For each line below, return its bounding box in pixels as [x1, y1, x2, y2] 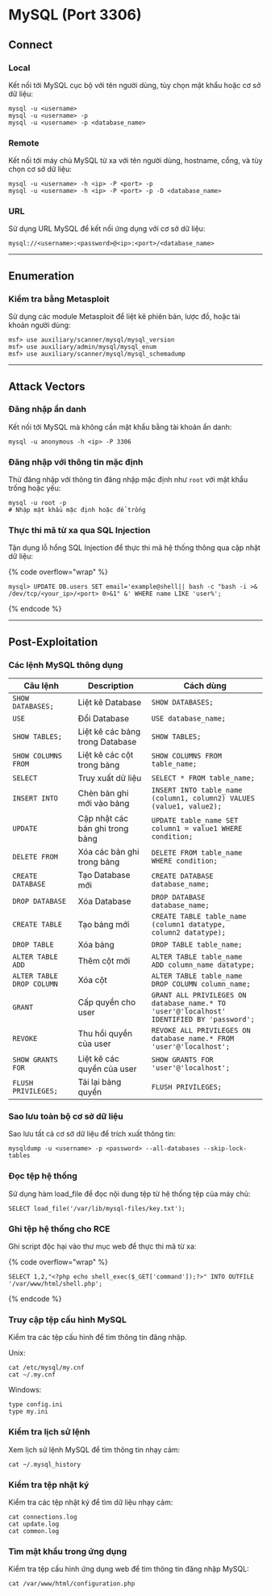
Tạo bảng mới [77, 919, 130, 930]
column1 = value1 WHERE [151, 824, 243, 834]
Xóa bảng [77, 939, 115, 951]
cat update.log [8, 1520, 60, 1528]
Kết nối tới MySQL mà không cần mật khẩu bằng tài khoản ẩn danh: [8, 422, 232, 431]
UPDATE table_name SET [151, 816, 239, 825]
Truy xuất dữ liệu [77, 773, 142, 784]
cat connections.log [8, 1513, 78, 1521]
